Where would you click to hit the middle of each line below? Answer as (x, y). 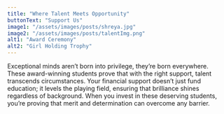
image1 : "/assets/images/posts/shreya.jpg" (72, 27)
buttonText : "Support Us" (45, 20)
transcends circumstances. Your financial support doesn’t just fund (104, 81)
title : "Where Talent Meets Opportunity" (69, 14)
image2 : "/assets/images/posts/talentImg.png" (76, 33)
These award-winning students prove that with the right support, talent (110, 73)
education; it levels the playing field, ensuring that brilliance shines (103, 88)
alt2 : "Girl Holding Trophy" (50, 46)
